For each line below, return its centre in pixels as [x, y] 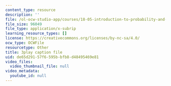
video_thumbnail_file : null [40, 66]
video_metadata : [22, 71]
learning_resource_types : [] [36, 33]
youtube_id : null [28, 76]
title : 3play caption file [34, 52]
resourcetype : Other [27, 48]
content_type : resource [31, 10]
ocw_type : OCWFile [25, 43]
